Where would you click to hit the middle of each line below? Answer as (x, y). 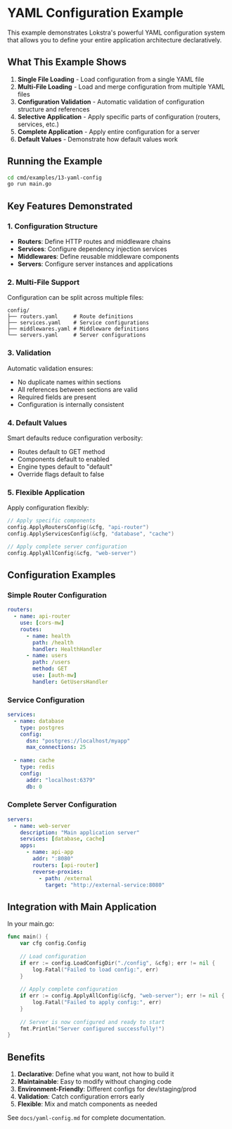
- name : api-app (50, 852)
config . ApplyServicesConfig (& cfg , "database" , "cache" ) (91, 534)
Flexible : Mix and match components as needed (87, 1104)
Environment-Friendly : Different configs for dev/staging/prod (107, 1089)
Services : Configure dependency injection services (92, 249)
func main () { (28, 937)
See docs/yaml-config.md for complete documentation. (87, 1118)
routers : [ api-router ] (66, 865)
